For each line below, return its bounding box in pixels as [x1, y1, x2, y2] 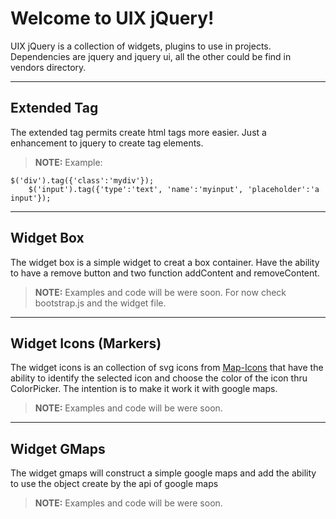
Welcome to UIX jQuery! [10, 7, 215, 30]
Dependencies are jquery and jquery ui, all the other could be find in [10, 50, 292, 62]
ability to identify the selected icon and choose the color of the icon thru [10, 372, 308, 384]
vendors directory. [10, 61, 87, 73]
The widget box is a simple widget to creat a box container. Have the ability [10, 256, 320, 268]
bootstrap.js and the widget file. [34, 297, 167, 309]
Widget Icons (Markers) [10, 335, 162, 352]
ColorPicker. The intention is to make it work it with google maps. [10, 383, 278, 395]
